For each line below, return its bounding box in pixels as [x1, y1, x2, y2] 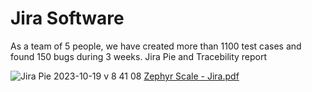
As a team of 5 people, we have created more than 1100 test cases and [10, 40, 302, 52]
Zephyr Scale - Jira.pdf [143, 70, 240, 82]
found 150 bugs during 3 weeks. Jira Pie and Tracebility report [10, 50, 268, 62]
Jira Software [10, 7, 125, 30]
